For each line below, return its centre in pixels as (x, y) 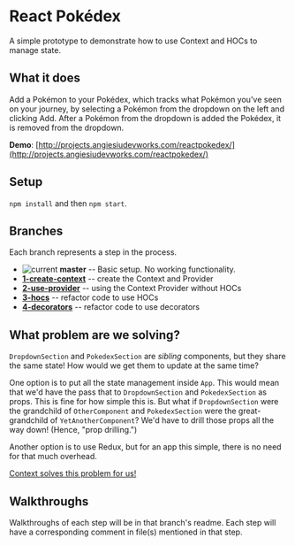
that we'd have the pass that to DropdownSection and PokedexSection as (138, 392)
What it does (45, 78)
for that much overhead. (53, 457)
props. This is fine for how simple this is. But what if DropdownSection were (144, 402)
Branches (36, 231)
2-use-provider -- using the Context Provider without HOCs (132, 288)
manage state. (35, 50)
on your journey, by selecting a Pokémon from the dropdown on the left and (147, 109)
